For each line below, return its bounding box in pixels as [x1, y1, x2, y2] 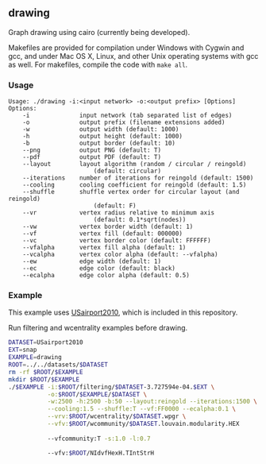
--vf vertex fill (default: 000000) [22, 230, 183, 238]
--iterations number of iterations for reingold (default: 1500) [22, 174, 254, 182]
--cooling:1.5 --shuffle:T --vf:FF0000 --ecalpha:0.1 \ [47, 405, 237, 413]
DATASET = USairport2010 [8, 338, 83, 346]
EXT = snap [8, 346, 37, 354]
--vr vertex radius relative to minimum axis [22, 209, 215, 217]
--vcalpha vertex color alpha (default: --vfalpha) [22, 250, 218, 259]
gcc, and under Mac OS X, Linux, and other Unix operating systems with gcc [8, 51, 259, 60]
